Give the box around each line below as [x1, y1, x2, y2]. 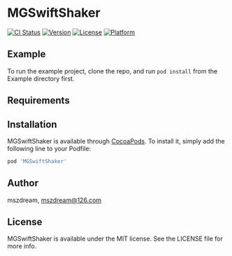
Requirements [7, 94, 70, 106]
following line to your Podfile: [7, 144, 92, 152]
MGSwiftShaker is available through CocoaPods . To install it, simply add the [7, 136, 225, 145]
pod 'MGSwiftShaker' [7, 157, 68, 165]
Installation [7, 118, 57, 130]
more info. [7, 242, 37, 250]
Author [7, 177, 38, 190]
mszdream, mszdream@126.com [7, 196, 102, 204]
